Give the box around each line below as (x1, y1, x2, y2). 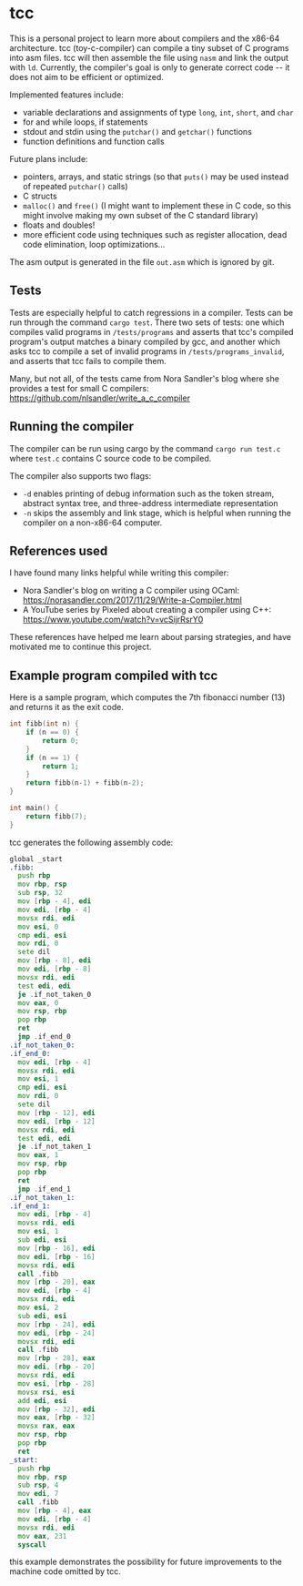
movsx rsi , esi (17, 1388, 76, 1397)
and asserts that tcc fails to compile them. (9, 355, 167, 366)
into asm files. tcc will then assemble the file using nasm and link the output (9, 52, 289, 63)
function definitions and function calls (22, 136, 166, 147)
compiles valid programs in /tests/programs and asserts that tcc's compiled (9, 326, 294, 337)
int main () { (9, 804, 59, 813)
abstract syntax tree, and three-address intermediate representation (22, 497, 279, 508)
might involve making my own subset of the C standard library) (22, 209, 259, 220)
